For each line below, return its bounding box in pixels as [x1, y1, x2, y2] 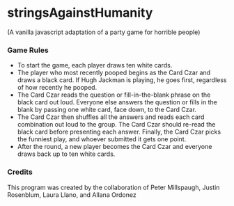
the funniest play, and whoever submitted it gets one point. [17, 135, 187, 143]
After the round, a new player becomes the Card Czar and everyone [17, 143, 212, 151]
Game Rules [7, 45, 49, 55]
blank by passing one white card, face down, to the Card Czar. [17, 106, 197, 114]
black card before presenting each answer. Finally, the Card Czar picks [17, 127, 221, 136]
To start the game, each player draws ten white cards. [17, 61, 173, 70]
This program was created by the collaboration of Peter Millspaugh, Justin [7, 183, 220, 191]
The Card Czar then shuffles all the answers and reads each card [17, 113, 205, 121]
